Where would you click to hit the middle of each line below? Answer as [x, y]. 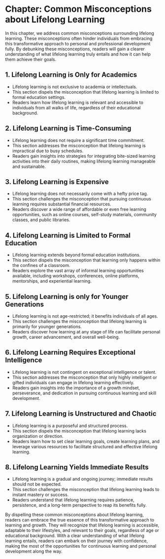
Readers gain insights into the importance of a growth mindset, [76, 388]
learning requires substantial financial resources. [62, 204]
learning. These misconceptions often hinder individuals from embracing [79, 38]
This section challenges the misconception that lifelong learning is [79, 321]
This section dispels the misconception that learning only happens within [86, 260]
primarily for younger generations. [47, 327]
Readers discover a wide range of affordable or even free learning [79, 209]
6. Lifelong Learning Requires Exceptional [70, 352]
